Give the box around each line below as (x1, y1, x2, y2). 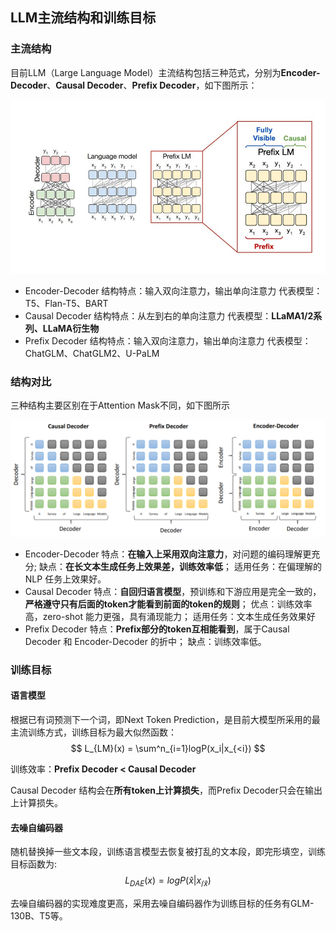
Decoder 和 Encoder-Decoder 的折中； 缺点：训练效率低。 (24, 635, 267, 647)
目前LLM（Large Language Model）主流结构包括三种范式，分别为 (10, 66, 282, 78)
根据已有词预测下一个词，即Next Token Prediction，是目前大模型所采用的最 (10, 713, 321, 725)
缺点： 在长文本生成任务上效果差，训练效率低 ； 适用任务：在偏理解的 (38, 560, 322, 572)
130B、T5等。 (10, 909, 68, 922)
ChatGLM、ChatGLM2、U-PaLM (24, 348, 160, 359)
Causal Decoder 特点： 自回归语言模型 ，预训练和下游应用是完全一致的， (24, 585, 322, 597)
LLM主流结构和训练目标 (10, 9, 157, 27)
